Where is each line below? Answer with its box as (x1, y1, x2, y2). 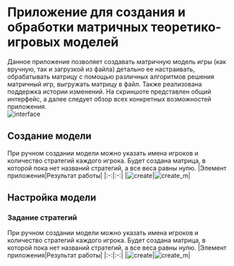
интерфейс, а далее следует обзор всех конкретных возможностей (7, 94, 211, 103)
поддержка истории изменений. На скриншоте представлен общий (7, 87, 211, 96)
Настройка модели (7, 191, 97, 204)
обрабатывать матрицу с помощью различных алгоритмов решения (7, 72, 215, 81)
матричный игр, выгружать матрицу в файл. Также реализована (7, 80, 202, 88)
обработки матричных (7, 19, 149, 35)
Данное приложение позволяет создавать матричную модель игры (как (7, 57, 227, 65)
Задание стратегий (7, 213, 78, 222)
